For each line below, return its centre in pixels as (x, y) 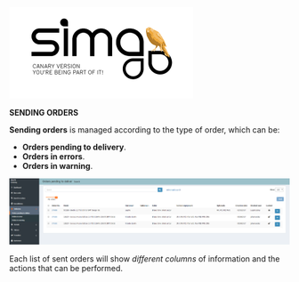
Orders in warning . (57, 166)
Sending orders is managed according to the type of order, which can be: (145, 130)
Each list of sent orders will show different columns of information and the (145, 259)
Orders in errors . (53, 157)
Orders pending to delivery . (74, 147)
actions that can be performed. (66, 269)
